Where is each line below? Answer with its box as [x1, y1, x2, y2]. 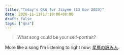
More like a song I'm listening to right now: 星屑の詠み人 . [5, 45, 120, 51]
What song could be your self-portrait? [17, 34, 96, 40]
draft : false [5, 16, 32, 21]
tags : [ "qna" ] [5, 21, 34, 26]
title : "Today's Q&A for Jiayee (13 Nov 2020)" [5, 7, 105, 12]
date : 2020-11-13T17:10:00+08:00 [5, 12, 74, 17]
